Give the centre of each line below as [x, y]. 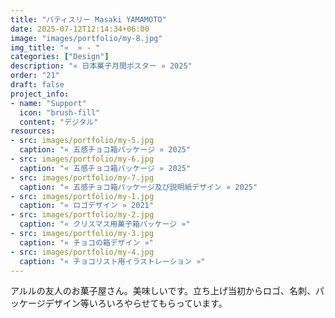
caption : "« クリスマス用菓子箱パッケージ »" [105, 224]
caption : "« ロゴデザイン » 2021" [86, 206]
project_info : [40, 94]
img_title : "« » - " [55, 47]
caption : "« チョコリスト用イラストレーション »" [112, 261]
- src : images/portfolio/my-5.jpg [82, 141]
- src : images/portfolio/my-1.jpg [82, 196]
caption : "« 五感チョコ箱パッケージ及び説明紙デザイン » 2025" [138, 187]
